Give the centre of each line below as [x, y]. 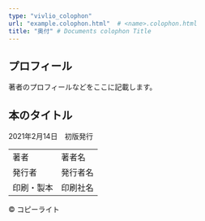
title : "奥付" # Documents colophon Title [80, 31]
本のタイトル [41, 115]
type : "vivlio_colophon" [50, 16]
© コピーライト [34, 209]
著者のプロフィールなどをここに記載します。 [83, 87]
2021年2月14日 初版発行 [51, 136]
